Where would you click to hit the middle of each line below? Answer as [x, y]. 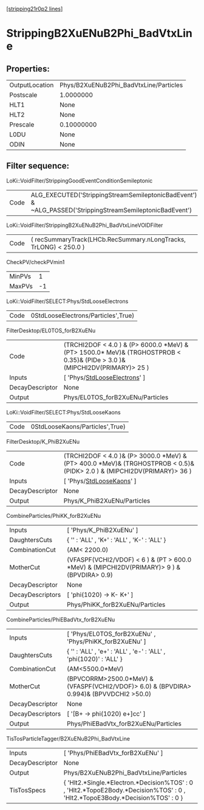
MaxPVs [21, 286]
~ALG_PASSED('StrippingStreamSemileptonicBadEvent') [111, 210]
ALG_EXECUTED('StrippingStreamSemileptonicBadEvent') [114, 195]
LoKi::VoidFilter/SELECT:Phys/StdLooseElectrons [67, 301]
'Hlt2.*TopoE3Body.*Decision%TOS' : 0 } [123, 798]
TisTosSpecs [28, 790]
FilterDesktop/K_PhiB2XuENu [43, 441]
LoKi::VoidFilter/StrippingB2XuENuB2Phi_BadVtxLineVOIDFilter [85, 225]
